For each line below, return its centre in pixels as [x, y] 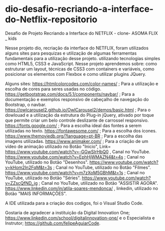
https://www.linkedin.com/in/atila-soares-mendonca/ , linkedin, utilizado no [82, 188]
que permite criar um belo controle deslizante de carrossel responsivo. [77, 120]
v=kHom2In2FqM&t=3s [29, 167]
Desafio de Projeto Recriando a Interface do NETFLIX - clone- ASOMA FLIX [82, 33]
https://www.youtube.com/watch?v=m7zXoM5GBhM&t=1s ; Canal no [75, 172]
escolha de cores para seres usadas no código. [53, 89]
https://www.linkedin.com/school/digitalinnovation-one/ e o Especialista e [80, 218]
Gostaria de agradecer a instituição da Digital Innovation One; [67, 212]
